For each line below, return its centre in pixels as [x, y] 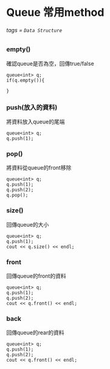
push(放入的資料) [32, 107]
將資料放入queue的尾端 [36, 122]
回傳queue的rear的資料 [35, 333]
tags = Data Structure [34, 30]
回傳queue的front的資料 [36, 276]
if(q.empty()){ [26, 80]
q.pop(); [17, 195]
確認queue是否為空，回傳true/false [50, 63]
